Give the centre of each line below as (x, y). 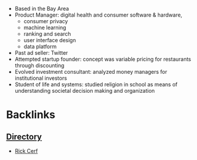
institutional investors (41, 78)
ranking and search (47, 34)
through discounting (39, 65)
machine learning (45, 27)
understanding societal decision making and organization (85, 91)
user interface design (50, 40)
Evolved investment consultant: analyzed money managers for (91, 72)
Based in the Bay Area (42, 9)
